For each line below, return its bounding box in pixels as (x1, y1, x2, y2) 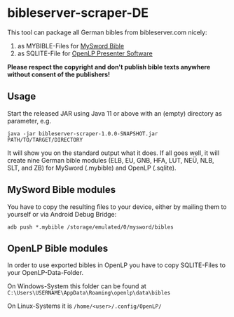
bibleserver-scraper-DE (7, 5, 149, 21)
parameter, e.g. (7, 116, 51, 125)
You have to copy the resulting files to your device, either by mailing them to (7, 202, 227, 211)
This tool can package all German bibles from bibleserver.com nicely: (7, 28, 207, 36)
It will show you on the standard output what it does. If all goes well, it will (7, 149, 219, 157)
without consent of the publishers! (7, 70, 111, 79)
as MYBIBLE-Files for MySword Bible (17, 41, 125, 50)
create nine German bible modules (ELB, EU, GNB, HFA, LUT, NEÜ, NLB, (7, 156, 215, 164)
